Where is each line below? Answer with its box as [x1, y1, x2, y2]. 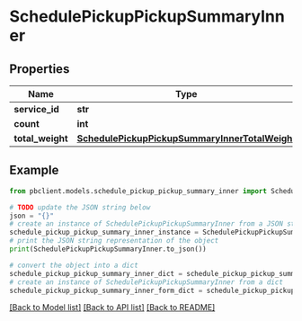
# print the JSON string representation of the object [9, 236, 219, 245]
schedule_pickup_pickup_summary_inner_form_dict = [9, 286, 203, 295]
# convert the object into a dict [9, 261, 139, 270]
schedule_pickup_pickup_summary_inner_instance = [9, 227, 200, 237]
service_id [13, 103, 60, 115]
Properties [9, 61, 70, 76]
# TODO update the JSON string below [9, 202, 151, 212]
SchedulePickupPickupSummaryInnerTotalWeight [76, 132, 297, 145]
